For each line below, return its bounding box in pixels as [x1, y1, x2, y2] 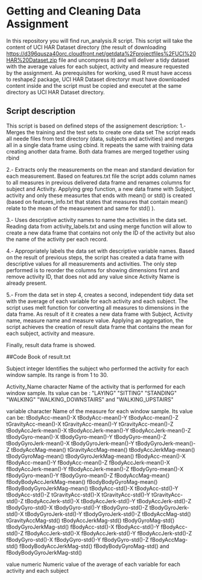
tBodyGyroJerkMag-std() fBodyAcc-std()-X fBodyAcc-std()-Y [6, 523, 160, 530]
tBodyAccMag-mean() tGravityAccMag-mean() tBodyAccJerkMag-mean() [11, 446, 195, 453]
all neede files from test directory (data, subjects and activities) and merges [6, 135, 194, 142]
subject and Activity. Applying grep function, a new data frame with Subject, [6, 185, 196, 192]
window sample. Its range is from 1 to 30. [6, 371, 109, 379]
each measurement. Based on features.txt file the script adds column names [6, 172, 197, 180]
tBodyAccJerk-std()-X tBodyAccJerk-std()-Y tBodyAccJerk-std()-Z [25, 497, 192, 504]
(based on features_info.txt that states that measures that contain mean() [6, 198, 188, 205]
